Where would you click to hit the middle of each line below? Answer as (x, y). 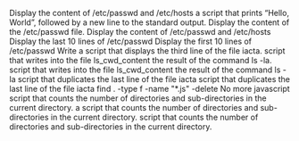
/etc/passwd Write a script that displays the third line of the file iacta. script (147, 51)
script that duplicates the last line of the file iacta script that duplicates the (154, 79)
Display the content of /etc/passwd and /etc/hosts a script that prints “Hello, (149, 13)
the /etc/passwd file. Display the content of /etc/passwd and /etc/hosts (140, 32)
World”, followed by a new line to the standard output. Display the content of (149, 22)
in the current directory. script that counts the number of (154, 117)
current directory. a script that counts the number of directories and (134, 108)
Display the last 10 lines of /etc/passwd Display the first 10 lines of (131, 41)
